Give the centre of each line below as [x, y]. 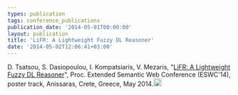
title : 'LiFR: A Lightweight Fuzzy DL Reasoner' [81, 40]
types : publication [36, 14]
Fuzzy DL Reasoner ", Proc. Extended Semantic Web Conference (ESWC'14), [119, 74]
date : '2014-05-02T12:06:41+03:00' [60, 47]
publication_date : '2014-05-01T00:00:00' [70, 27]
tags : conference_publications [54, 21]
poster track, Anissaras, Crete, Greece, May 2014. [81, 84]
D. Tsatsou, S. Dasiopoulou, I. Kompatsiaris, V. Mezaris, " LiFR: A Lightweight [119, 67]
